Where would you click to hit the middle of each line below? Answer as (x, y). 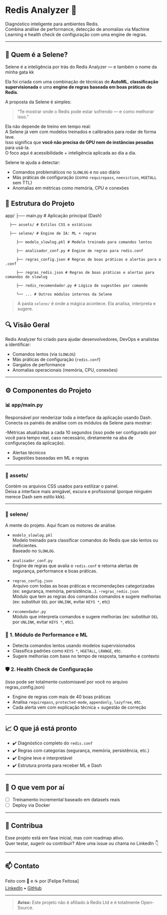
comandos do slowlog (27, 277)
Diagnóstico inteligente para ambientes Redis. (52, 24)
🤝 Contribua (24, 826)
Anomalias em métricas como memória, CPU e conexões (71, 188)
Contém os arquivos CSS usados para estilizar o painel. (62, 486)
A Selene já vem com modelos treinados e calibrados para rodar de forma (81, 132)
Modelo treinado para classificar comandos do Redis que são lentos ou (85, 540)
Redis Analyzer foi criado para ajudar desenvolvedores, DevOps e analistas (82, 339)
